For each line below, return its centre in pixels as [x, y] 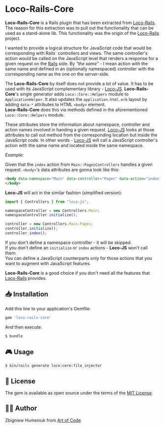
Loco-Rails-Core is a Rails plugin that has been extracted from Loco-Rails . [81, 23]
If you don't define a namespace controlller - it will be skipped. [69, 243]
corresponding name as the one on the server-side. [57, 74]
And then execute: [24, 327]
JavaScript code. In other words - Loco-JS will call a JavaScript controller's [82, 140]
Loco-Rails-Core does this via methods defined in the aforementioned [76, 110]
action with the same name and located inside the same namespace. [74, 145]
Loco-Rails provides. [26, 278]
